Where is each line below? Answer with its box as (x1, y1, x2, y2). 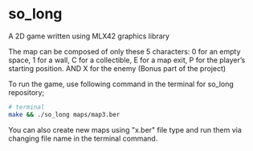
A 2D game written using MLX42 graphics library (8, 31, 170, 41)
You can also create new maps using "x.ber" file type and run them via (8, 125, 243, 134)
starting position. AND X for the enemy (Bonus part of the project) (8, 63, 226, 73)
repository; (8, 87, 45, 97)
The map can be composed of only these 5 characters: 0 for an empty (8, 46, 241, 56)
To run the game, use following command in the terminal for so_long (8, 79, 235, 89)
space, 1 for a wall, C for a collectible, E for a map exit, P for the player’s (8, 55, 246, 65)
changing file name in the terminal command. (8, 133, 158, 143)
